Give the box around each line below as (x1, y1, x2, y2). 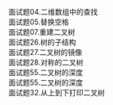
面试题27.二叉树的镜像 (8, 48, 83, 57)
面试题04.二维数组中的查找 (8, 7, 98, 16)
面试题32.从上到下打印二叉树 (8, 88, 106, 97)
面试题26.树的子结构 (8, 37, 76, 47)
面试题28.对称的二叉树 (8, 57, 84, 67)
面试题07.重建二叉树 (8, 27, 76, 36)
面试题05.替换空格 (8, 17, 69, 27)
